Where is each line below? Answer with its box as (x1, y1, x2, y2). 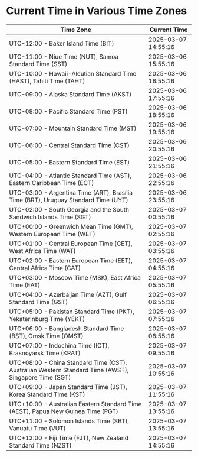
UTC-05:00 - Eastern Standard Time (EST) (9, 158, 130, 166)
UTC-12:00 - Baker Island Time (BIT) (9, 39, 114, 47)
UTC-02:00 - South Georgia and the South (9, 205, 130, 213)
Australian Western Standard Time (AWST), (9, 365, 129, 374)
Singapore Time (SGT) (9, 373, 71, 381)
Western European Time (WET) (9, 229, 95, 238)
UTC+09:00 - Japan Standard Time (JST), (9, 383, 128, 391)
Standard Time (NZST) (9, 441, 72, 449)
